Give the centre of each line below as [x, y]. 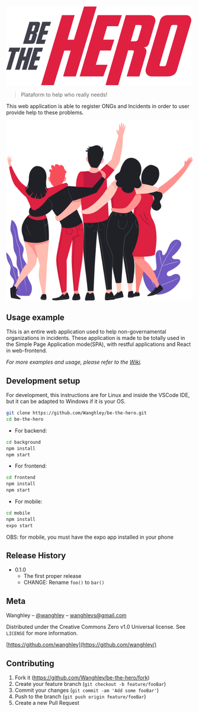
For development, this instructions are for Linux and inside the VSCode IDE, [98, 395]
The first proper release [52, 576]
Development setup [43, 381]
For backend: [31, 430]
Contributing [30, 663]
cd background [24, 442]
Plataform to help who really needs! [64, 95]
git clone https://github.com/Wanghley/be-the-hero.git [76, 413]
